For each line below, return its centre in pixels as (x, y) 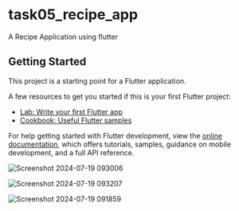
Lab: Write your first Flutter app (71, 111)
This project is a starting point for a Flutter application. (97, 80)
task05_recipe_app (73, 15)
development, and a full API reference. (71, 152)
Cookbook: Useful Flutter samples (76, 120)
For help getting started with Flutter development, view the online (116, 135)
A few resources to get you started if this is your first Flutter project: (119, 96)
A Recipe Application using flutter (63, 37)
